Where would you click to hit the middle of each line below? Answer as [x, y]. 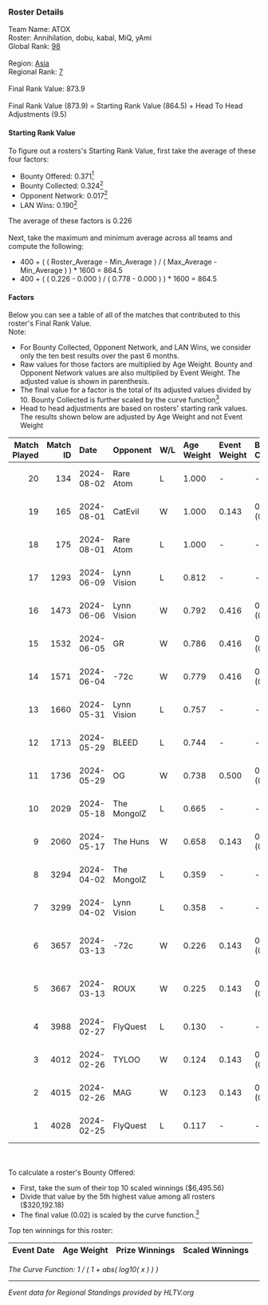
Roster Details [36, 12]
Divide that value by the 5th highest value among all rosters [117, 1196]
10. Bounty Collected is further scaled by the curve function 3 [119, 399]
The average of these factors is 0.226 [70, 221]
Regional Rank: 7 [36, 72]
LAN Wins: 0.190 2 [49, 205]
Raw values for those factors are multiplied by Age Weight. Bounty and [136, 364]
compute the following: [46, 246]
